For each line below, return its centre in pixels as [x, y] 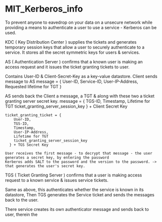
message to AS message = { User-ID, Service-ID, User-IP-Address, [72, 81]
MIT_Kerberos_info [44, 9]
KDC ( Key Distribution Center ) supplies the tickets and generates [71, 42]
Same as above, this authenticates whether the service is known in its [74, 190]
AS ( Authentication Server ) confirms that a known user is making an [74, 62]
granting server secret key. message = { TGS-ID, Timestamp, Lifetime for [78, 101]
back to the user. [22, 200]
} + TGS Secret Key [29, 145]
